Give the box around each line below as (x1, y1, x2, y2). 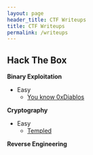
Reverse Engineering (7, 140, 68, 148)
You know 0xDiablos (26, 93, 85, 101)
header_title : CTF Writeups (7, 16, 87, 23)
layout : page (7, 10, 44, 17)
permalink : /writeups (7, 29, 69, 36)
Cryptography (7, 107, 48, 115)
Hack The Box (7, 54, 67, 66)
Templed (26, 127, 52, 135)
